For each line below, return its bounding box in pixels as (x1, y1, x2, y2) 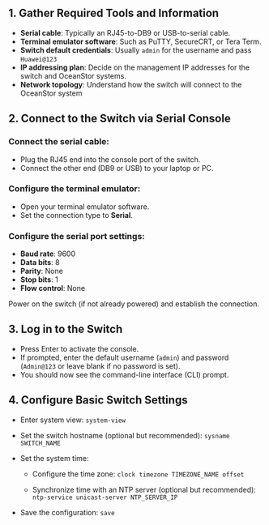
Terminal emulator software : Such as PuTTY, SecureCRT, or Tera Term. (19, 36, 262, 46)
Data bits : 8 (19, 258, 60, 267)
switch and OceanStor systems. (19, 70, 127, 80)
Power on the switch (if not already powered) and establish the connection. (8, 299, 260, 309)
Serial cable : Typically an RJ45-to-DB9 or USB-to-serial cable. (19, 28, 231, 37)
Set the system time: (19, 453, 89, 463)
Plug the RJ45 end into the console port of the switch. (19, 154, 201, 164)
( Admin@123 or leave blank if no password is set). (19, 361, 181, 371)
